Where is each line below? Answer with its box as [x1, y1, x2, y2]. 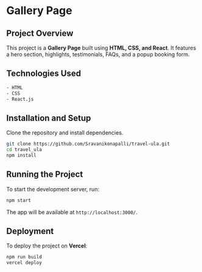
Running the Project [6, 169, 83, 180]
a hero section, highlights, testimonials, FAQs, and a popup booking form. [6, 51, 190, 58]
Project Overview [6, 28, 74, 39]
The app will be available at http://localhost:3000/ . [6, 208, 138, 216]
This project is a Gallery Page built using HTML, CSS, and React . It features [6, 44, 197, 51]
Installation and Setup [6, 112, 91, 123]
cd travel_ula [6, 147, 43, 153]
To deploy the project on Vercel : [6, 242, 88, 249]
